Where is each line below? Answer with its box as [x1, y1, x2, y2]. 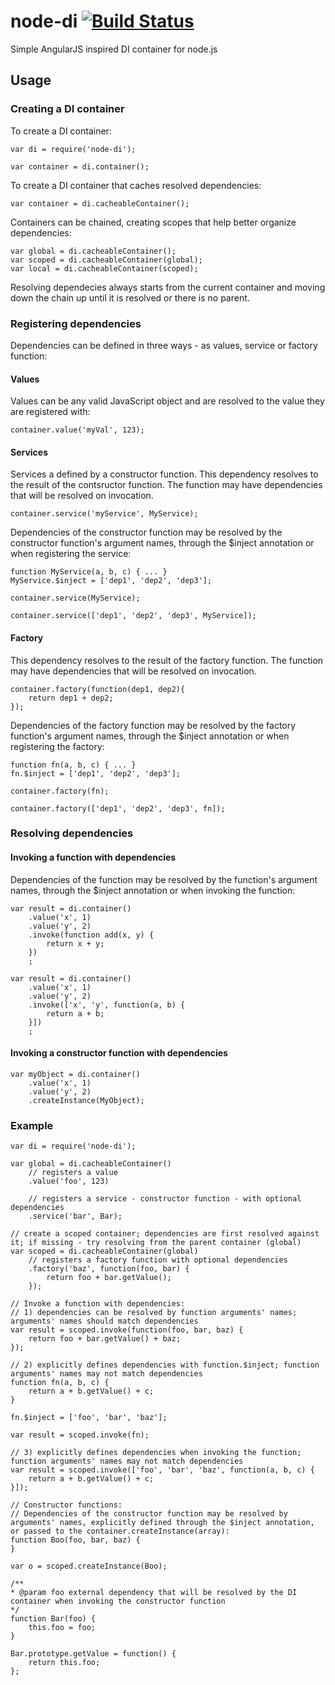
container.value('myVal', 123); [10, 425, 145, 435]
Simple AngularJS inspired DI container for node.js [10, 43, 218, 55]
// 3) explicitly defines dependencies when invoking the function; [10, 1448, 302, 1458]
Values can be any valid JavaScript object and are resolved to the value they [10, 395, 325, 407]
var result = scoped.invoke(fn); [10, 1430, 150, 1440]
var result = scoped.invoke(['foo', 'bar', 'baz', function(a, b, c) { [10, 1465, 315, 1475]
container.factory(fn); [10, 786, 110, 796]
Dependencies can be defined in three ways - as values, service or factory [10, 339, 318, 351]
